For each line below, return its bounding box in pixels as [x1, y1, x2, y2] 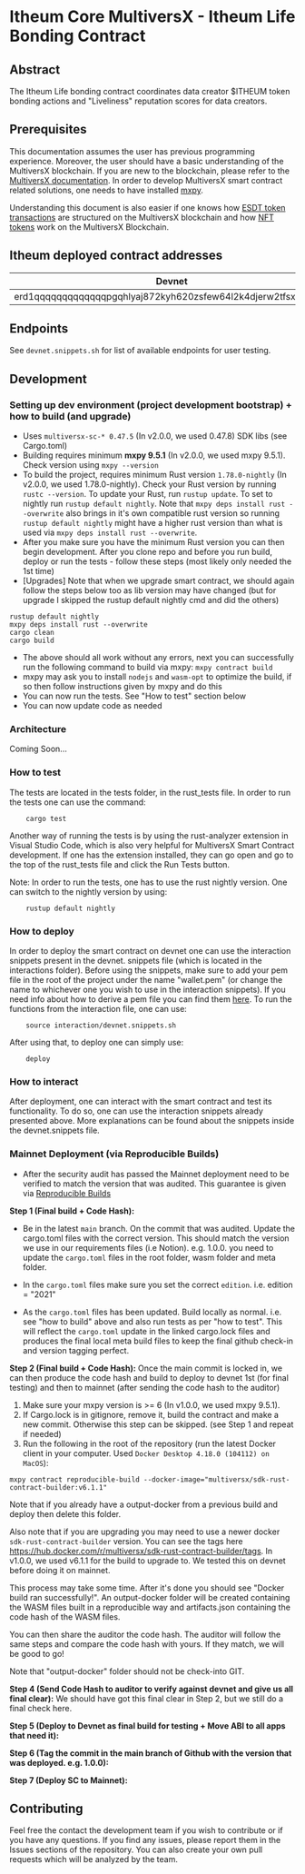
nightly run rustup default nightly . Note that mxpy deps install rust [22, 498, 286, 510]
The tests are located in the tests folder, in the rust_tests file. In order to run [9, 787, 291, 798]
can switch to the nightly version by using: [9, 886, 168, 897]
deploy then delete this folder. [9, 1508, 121, 1519]
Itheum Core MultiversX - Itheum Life [9, 6, 296, 27]
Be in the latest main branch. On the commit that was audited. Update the [22, 1223, 296, 1234]
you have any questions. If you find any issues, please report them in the [9, 1835, 281, 1846]
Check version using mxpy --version [22, 460, 159, 471]
